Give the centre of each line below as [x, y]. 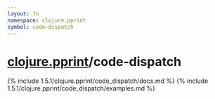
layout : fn [23, 14]
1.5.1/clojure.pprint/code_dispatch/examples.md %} [82, 88]
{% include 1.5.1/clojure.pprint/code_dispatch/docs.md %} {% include [108, 81]
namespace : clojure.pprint [47, 20]
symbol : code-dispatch [40, 27]
